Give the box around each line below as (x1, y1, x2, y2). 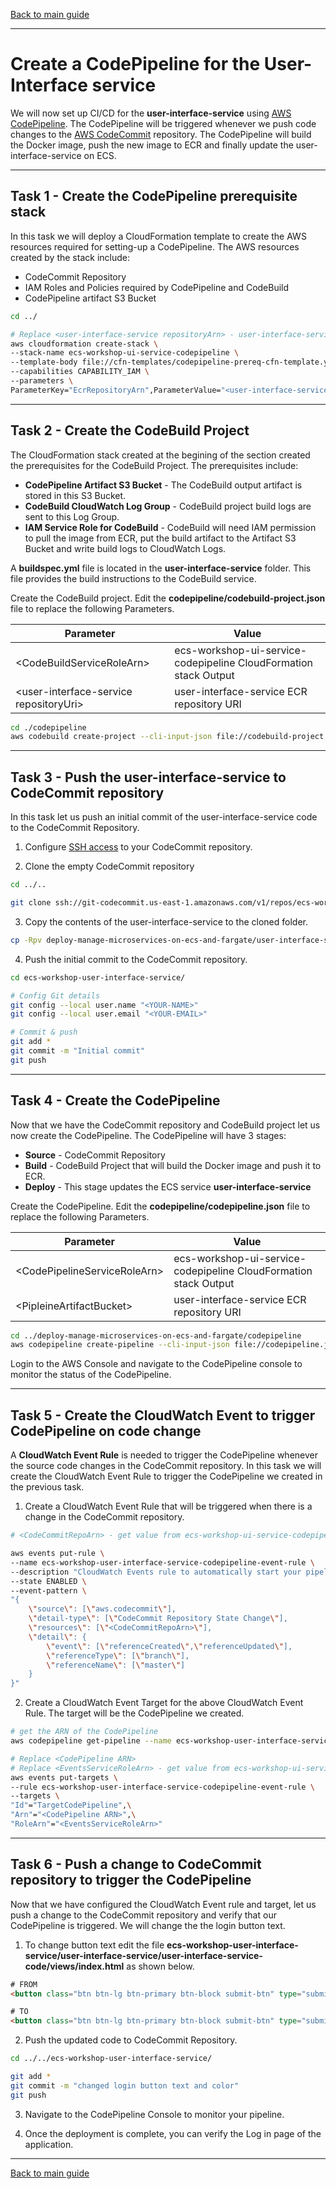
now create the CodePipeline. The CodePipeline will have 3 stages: (10, 1129, 287, 1141)
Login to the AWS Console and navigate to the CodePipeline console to (10, 1358, 303, 1370)
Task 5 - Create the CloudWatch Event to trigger (10, 1407, 316, 1424)
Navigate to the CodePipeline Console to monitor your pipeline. (24, 2108, 285, 2120)
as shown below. (126, 1960, 195, 1972)
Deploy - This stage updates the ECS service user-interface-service (24, 1180, 312, 1193)
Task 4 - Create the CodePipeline (10, 1092, 221, 1109)
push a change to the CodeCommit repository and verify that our (10, 1909, 277, 1921)
